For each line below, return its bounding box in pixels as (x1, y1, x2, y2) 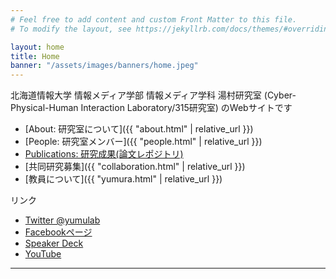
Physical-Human (10, 102, 79, 114)
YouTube (24, 248, 62, 260)
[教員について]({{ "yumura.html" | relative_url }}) (24, 173, 223, 185)
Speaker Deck (24, 237, 84, 250)
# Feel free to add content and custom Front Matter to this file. (10, 14, 298, 25)
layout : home (10, 42, 65, 52)
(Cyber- (263, 89, 297, 101)
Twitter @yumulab (24, 214, 101, 226)
